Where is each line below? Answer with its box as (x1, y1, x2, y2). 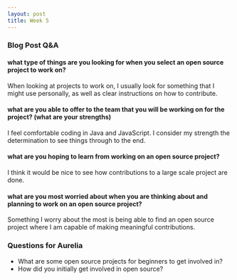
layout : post (7, 10, 46, 18)
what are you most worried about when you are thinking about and (7, 192, 209, 200)
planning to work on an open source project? (7, 200, 142, 208)
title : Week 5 (7, 17, 50, 24)
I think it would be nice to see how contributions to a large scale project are (7, 168, 228, 177)
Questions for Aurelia (7, 241, 83, 251)
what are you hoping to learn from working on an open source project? (7, 152, 220, 161)
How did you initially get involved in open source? (17, 264, 164, 273)
